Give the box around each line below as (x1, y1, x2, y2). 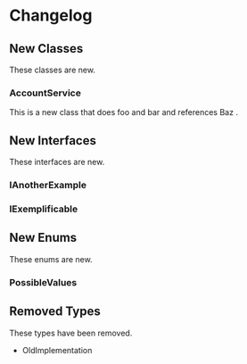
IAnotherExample (9, 179, 87, 192)
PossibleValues (9, 276, 78, 288)
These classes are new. (9, 64, 96, 75)
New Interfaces (9, 133, 96, 148)
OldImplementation (21, 344, 93, 355)
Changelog (9, 5, 93, 26)
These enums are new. (9, 253, 93, 264)
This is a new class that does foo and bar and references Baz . (9, 107, 239, 118)
